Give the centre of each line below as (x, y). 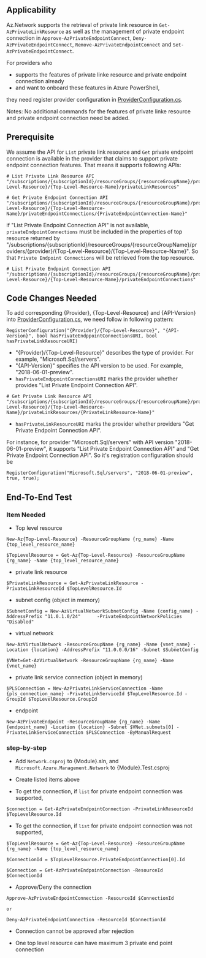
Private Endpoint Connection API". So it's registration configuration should (100, 455)
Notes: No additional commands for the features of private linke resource (99, 111)
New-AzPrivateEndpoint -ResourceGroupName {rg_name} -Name (83, 722)
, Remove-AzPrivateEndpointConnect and (122, 44)
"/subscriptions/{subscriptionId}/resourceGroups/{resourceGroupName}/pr (102, 244)
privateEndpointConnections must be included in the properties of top (94, 232)
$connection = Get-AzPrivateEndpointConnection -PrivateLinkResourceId (100, 809)
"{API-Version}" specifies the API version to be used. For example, (99, 366)
